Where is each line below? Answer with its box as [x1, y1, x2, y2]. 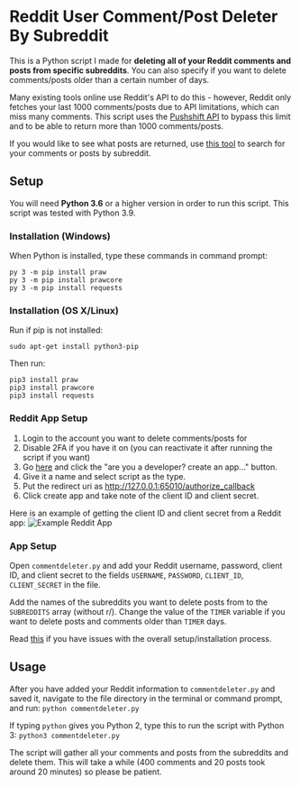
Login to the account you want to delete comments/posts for [22, 433, 248, 443]
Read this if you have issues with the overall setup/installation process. [9, 633, 272, 644]
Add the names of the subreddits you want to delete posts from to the [9, 597, 268, 608]
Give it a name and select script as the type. [22, 471, 186, 481]
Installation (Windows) [9, 230, 111, 242]
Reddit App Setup [9, 412, 88, 425]
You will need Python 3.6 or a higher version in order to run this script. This [9, 197, 290, 208]
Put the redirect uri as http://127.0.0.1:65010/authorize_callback [22, 480, 255, 491]
